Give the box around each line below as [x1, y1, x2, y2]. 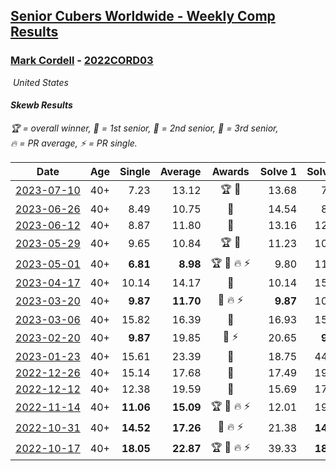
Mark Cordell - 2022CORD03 [10, 54, 154, 68]
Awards [211, 164, 250, 178]
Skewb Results [10, 99, 73, 111]
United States [12, 76, 69, 88]
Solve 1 [259, 164, 298, 178]
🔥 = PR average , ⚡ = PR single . [10, 137, 138, 149]
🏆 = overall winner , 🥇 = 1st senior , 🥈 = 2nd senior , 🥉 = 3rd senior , [10, 122, 279, 134]
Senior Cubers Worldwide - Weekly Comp [10, 8, 276, 25]
